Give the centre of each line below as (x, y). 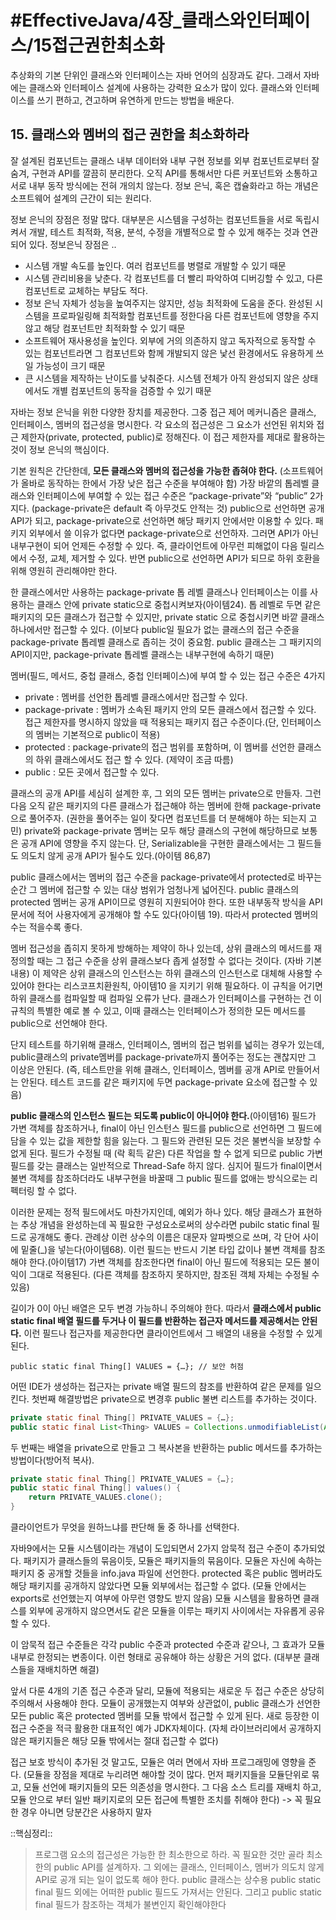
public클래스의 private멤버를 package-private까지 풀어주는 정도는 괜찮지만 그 (163, 1057)
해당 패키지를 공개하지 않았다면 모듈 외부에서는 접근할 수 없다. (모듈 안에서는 (158, 1585)
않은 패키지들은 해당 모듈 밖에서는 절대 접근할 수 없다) (114, 1740)
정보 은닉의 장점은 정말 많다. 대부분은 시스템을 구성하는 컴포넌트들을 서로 (151, 219)
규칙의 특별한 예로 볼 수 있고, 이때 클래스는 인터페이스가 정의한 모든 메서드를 (158, 1010)
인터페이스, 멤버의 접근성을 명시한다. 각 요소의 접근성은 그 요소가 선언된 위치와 (162, 424)
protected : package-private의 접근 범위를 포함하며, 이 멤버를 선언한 (160, 747)
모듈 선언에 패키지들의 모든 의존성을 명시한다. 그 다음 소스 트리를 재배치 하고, (172, 1787)
